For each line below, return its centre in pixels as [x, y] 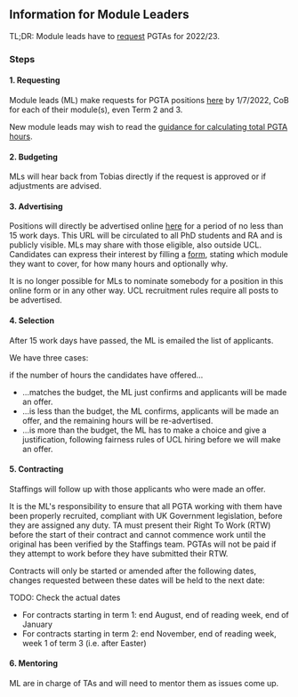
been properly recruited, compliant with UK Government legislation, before [146, 515]
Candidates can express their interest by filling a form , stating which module [149, 255]
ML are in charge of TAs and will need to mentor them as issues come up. [144, 683]
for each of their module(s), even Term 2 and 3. [96, 109]
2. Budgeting [33, 157]
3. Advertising [36, 206]
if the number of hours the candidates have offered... [106, 375]
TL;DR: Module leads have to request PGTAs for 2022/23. [115, 36]
